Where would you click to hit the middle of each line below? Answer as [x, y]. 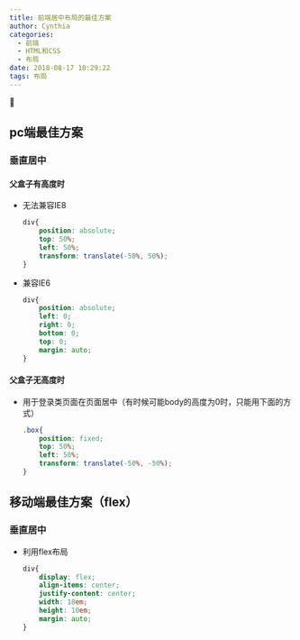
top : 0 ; [53, 342]
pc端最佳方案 [46, 133]
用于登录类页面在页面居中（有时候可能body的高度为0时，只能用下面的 [153, 401]
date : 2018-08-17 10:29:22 [60, 69]
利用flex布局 [45, 552]
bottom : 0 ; [59, 334]
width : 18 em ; [64, 602]
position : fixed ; [72, 438]
